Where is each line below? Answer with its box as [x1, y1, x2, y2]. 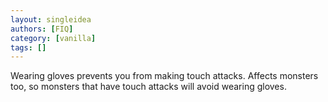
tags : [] [10, 42, 47, 53]
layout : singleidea [10, 14, 92, 25]
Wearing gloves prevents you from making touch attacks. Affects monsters [10, 70, 319, 82]
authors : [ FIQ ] [10, 24, 74, 34]
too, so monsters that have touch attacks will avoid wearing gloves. [10, 81, 287, 93]
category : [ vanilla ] [10, 33, 97, 43]
